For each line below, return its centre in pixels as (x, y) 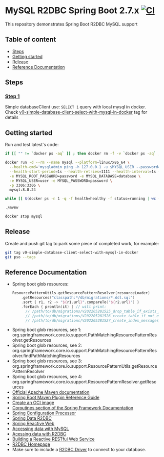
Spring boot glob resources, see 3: (47, 361)
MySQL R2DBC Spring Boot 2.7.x (72, 11)
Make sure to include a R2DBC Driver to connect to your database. (79, 450)
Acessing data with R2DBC (39, 434)
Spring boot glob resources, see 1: (47, 330)
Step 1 (12, 97)
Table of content (31, 39)
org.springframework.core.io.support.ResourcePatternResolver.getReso (84, 382)
